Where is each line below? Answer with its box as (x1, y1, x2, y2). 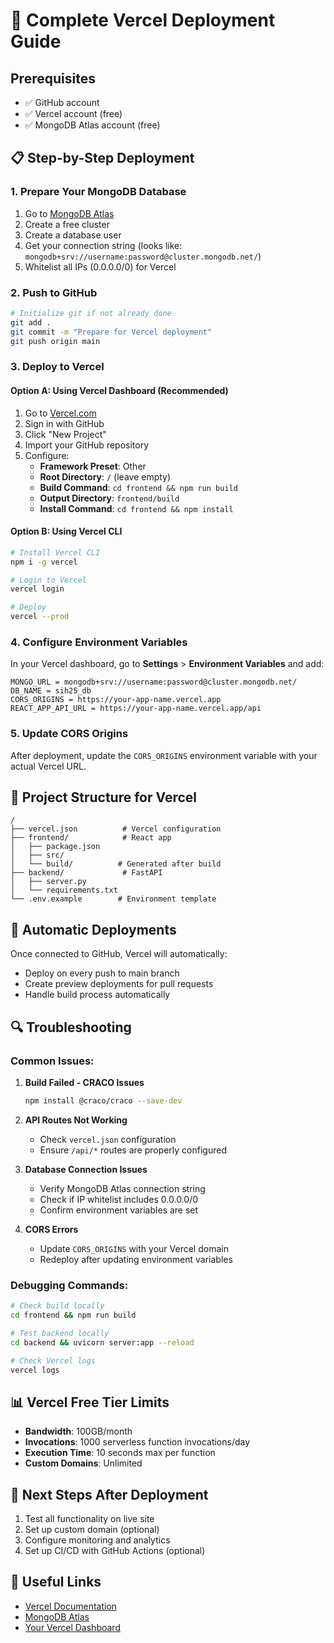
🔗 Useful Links (10, 1574, 102, 1591)
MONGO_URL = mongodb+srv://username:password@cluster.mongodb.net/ (10, 677, 298, 688)
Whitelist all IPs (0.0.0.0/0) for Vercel (24, 260, 177, 273)
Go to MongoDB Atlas (24, 207, 115, 219)
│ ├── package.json (10, 842, 101, 852)
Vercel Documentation (24, 1600, 118, 1612)
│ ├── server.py (10, 877, 87, 887)
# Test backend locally (10, 1328, 110, 1338)
